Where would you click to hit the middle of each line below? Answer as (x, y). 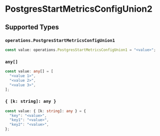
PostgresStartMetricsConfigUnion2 (79, 9)
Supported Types (32, 27)
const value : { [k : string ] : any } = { (46, 111)
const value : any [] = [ (29, 71)
